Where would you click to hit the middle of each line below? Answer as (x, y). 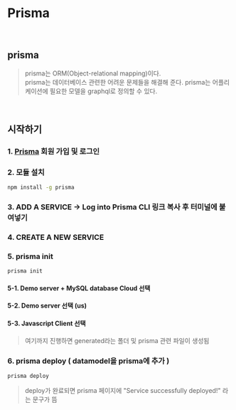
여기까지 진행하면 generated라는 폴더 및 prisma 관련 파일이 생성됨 (117, 340)
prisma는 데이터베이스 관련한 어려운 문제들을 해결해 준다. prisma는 (118, 82)
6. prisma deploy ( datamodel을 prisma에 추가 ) (88, 361)
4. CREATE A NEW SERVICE (56, 238)
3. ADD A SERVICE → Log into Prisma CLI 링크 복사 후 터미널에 (113, 207)
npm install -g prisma (41, 188)
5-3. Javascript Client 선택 (47, 324)
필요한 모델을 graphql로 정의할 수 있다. (103, 91)
